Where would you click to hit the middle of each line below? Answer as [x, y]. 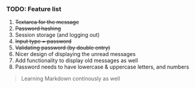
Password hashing [38, 28]
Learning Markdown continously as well [71, 79]
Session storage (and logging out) [57, 35]
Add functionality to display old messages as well [76, 61]
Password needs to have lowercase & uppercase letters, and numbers [102, 67]
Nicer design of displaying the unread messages [75, 54]
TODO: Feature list [34, 9]
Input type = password [43, 42]
